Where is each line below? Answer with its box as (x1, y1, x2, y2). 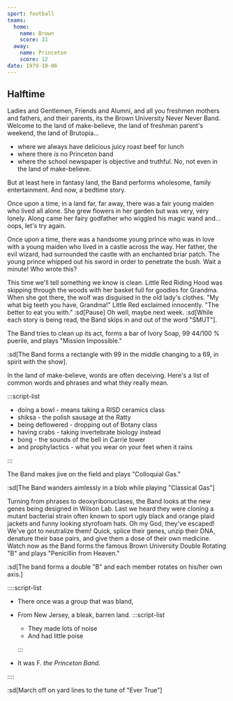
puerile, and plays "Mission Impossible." (7, 337, 122, 345)
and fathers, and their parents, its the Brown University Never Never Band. (7, 114, 221, 122)
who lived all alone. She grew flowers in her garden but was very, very (7, 207, 209, 215)
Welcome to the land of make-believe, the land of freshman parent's (7, 122, 204, 130)
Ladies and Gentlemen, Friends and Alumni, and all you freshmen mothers (7, 106, 220, 115)
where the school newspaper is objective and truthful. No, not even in (17, 157, 218, 166)
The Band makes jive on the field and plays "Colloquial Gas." (7, 470, 181, 479)
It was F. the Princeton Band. (17, 659, 101, 667)
